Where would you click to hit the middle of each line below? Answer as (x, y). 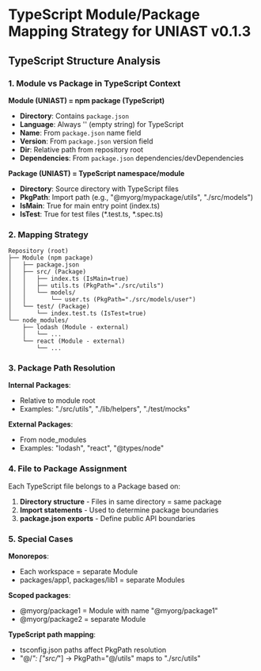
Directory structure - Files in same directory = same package (121, 501)
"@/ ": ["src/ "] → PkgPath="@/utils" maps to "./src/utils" (110, 658)
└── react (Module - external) (74, 341)
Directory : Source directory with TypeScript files (99, 189)
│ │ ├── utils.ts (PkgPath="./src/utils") (86, 286)
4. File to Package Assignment (68, 469)
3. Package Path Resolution (62, 368)
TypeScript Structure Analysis (84, 61)
